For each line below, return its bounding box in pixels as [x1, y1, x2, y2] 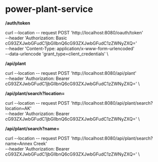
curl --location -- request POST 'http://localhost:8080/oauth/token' [5, 29, 144, 35]
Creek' [33, 141, 47, 147]
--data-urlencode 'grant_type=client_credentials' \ [5, 51, 109, 57]
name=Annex [5, 141, 32, 147]
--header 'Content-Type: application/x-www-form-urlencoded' [5, 45, 135, 51]
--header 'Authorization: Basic [5, 35, 67, 41]
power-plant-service [5, 3, 93, 15]
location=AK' [5, 105, 32, 111]
